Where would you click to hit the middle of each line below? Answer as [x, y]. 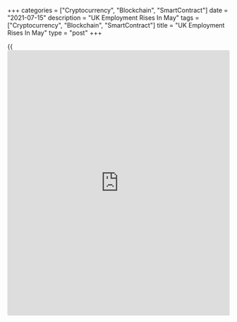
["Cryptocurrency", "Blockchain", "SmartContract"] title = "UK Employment [116, 25]
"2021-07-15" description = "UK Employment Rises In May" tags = [103, 18]
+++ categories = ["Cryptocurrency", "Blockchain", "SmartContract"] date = [118, 10]
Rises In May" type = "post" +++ [55, 33]
